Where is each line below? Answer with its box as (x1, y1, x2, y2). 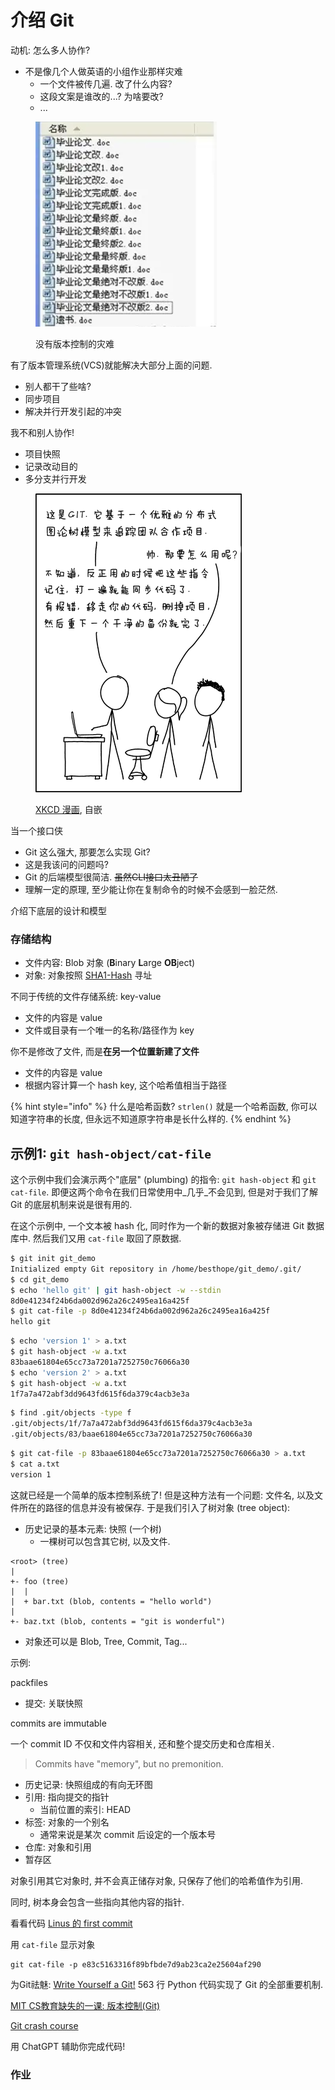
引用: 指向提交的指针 (24, 1791, 110, 1803)
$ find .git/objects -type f (10, 1408, 132, 1418)
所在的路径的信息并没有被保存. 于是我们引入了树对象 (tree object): (18, 1501, 291, 1513)
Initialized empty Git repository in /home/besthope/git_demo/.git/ (10, 1264, 302, 1274)
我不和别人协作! (10, 426, 75, 438)
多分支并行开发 (24, 472, 87, 485)
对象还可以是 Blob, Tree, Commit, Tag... (24, 1635, 188, 1647)
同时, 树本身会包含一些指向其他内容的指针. (10, 1896, 185, 1908)
